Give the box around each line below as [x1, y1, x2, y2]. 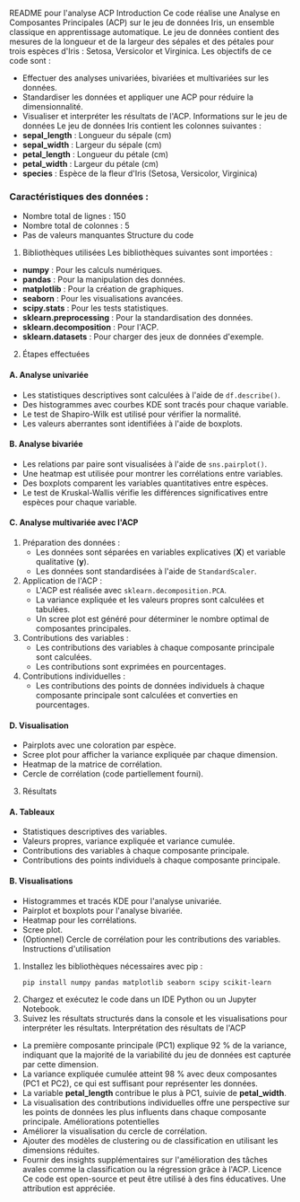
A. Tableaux [9, 806, 56, 817]
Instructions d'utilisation [21, 943, 111, 954]
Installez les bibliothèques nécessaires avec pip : [21, 961, 203, 971]
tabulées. [35, 603, 71, 614]
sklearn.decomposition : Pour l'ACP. [21, 322, 159, 333]
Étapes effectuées [21, 349, 90, 360]
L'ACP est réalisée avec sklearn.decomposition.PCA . [35, 584, 227, 595]
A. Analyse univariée [9, 369, 90, 380]
